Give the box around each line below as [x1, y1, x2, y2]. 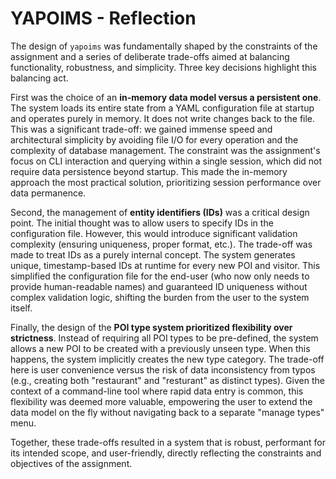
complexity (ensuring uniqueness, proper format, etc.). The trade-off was [10, 238, 313, 250]
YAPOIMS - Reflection [10, 7, 197, 30]
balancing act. [10, 72, 69, 84]
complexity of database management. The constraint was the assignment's [10, 144, 321, 156]
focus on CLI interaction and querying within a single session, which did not [10, 155, 323, 167]
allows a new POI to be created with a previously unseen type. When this [10, 342, 311, 354]
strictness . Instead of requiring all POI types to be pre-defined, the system [10, 332, 319, 344]
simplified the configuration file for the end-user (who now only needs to [10, 270, 310, 282]
